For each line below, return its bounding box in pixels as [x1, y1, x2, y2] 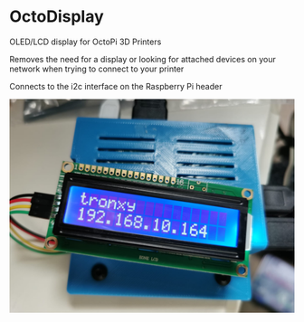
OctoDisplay [9, 6, 104, 27]
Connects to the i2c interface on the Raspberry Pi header [9, 80, 223, 91]
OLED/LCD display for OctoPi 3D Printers [9, 36, 162, 47]
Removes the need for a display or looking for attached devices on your [9, 53, 276, 64]
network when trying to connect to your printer [9, 63, 185, 74]
